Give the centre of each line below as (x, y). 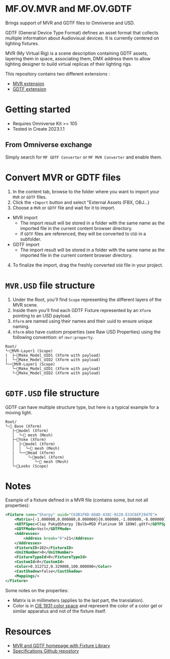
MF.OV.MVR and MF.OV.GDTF (69, 9)
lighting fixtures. (22, 43)
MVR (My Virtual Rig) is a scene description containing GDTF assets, (77, 53)
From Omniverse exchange (49, 145)
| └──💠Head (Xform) (34, 453)
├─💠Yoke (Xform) (29, 439)
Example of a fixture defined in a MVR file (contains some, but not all (77, 500)
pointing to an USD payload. (42, 316)
